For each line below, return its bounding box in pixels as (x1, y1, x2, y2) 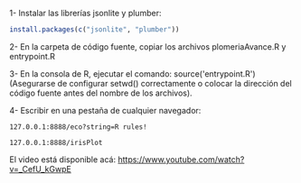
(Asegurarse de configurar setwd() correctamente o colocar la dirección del (9, 78, 292, 88)
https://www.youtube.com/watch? (117, 153, 245, 165)
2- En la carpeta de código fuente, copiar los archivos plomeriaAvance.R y (9, 41, 287, 52)
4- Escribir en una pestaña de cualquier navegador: (9, 105, 202, 115)
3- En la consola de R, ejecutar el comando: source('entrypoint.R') (9, 68, 256, 79)
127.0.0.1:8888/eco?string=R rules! (9, 122, 147, 132)
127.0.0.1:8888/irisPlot (9, 138, 103, 147)
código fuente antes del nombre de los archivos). (9, 87, 193, 98)
